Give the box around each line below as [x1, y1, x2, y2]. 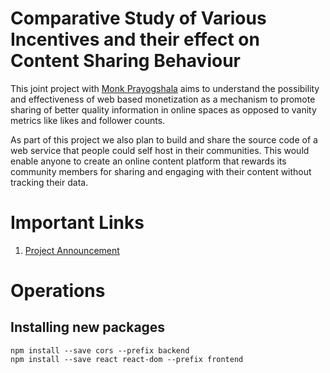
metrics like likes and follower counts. [10, 114, 166, 126]
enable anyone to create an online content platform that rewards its [10, 155, 287, 167]
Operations [10, 280, 106, 302]
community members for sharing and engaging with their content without [10, 165, 312, 177]
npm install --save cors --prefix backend [10, 345, 190, 356]
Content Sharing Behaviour [10, 50, 241, 72]
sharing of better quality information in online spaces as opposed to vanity [10, 103, 317, 116]
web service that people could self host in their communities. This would [10, 144, 310, 156]
